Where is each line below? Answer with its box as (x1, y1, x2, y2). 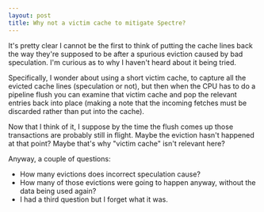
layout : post (8, 11, 52, 20)
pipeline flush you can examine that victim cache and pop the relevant (8, 89, 238, 99)
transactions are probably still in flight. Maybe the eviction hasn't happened (8, 130, 255, 139)
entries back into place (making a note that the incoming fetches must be (8, 98, 247, 108)
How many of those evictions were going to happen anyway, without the (19, 177, 256, 187)
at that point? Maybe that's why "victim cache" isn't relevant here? (8, 138, 226, 148)
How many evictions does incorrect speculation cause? (19, 169, 201, 179)
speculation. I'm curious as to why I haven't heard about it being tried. (8, 57, 236, 67)
